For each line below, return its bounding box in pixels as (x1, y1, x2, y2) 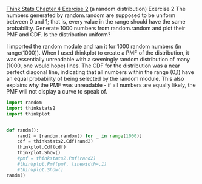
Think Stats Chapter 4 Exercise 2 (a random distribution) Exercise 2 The (6, 5, 186, 12)
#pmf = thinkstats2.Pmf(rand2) (17, 155, 96, 162)
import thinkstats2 (6, 105, 56, 111)
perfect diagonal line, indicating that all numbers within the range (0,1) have (6, 69, 194, 75)
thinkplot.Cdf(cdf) (17, 144, 67, 151)
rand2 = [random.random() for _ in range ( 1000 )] (17, 133, 143, 139)
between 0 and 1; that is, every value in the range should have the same (6, 18, 186, 25)
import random (6, 100, 42, 106)
